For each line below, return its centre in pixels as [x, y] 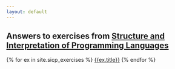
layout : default [27, 12]
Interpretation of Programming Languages [87, 46]
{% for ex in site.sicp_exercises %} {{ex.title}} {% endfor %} [81, 60]
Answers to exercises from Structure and [86, 36]
